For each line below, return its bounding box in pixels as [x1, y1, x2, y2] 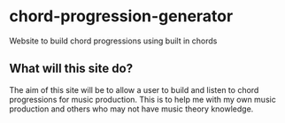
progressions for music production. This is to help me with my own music [9, 94, 276, 104]
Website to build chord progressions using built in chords [9, 35, 218, 46]
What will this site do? [9, 61, 134, 76]
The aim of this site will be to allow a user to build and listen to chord [9, 84, 259, 95]
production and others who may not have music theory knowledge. [9, 104, 254, 114]
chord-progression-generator [9, 6, 234, 27]
